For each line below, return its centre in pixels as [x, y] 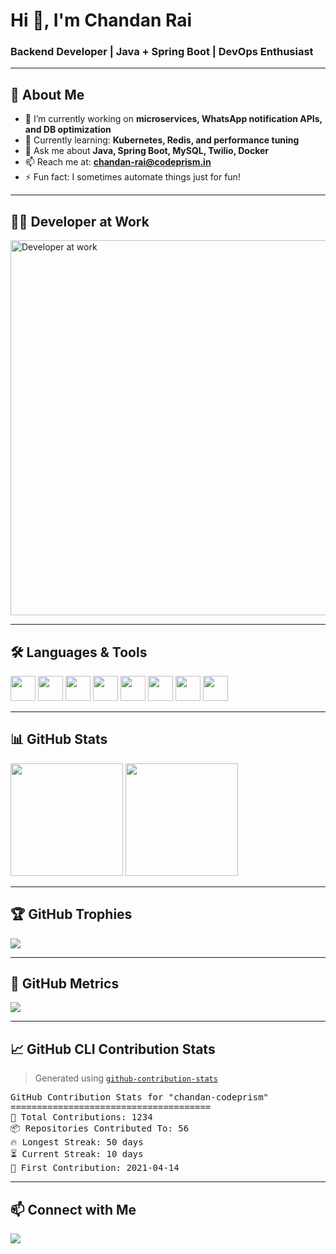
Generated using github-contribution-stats [126, 1078]
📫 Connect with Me [73, 1209]
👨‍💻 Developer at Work [80, 221]
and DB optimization [68, 130]
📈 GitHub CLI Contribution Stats [113, 1049]
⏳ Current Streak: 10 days [77, 1154]
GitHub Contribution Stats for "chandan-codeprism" [140, 1097]
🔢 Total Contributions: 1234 [81, 1117]
